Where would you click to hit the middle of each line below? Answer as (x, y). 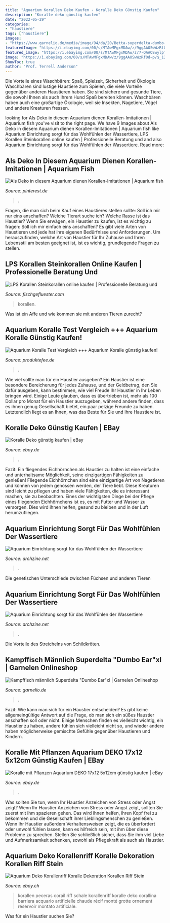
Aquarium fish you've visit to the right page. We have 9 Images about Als (81, 123)
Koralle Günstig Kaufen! (44, 338)
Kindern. (14, 736)
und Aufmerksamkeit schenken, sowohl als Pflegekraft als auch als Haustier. (85, 840)
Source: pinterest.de (27, 190)
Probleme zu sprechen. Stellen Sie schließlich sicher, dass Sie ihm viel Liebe (85, 834)
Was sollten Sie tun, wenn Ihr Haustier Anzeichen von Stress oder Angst (80, 802)
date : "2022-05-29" (26, 19)
